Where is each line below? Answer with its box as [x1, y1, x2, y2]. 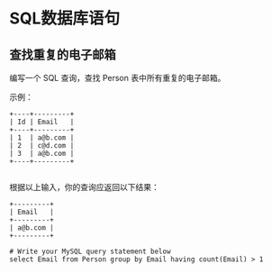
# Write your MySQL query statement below [9, 247, 171, 256]
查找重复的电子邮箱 [9, 47, 116, 62]
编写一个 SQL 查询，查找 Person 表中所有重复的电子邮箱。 [9, 73, 226, 83]
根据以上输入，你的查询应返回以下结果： [9, 182, 159, 192]
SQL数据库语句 [9, 8, 120, 29]
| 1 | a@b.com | [9, 133, 75, 142]
